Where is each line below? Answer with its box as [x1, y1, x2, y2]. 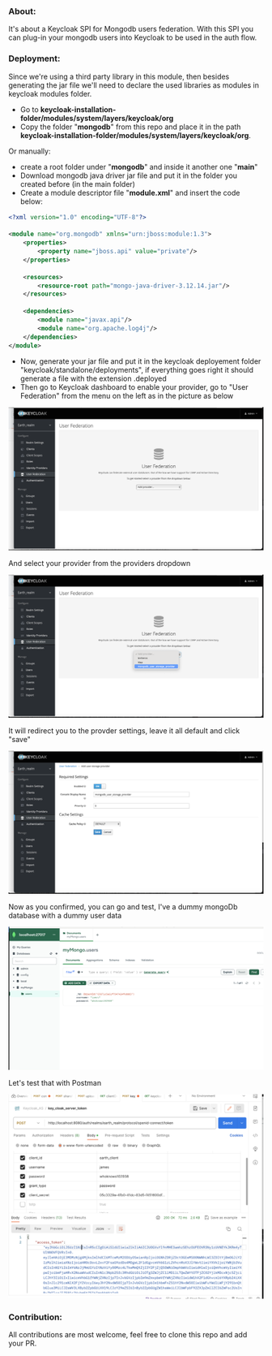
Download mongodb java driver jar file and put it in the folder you [19, 171, 237, 180]
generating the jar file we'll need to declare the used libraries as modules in [8, 80, 259, 90]
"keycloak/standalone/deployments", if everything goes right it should [19, 365, 253, 374]
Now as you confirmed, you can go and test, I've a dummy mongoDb [8, 901, 238, 911]
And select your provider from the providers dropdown [8, 558, 191, 568]
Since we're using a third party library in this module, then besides [8, 71, 230, 81]
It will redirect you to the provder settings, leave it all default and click [8, 725, 240, 736]
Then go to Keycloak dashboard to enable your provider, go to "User [19, 382, 249, 391]
